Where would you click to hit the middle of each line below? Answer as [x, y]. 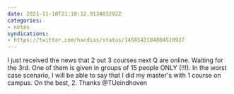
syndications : [28, 34]
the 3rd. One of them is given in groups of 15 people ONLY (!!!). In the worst [117, 68]
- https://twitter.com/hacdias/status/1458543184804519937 [96, 40]
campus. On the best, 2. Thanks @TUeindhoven [77, 83]
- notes [19, 27]
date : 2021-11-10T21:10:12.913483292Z [64, 14]
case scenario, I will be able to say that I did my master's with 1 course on [114, 76]
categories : [25, 20]
